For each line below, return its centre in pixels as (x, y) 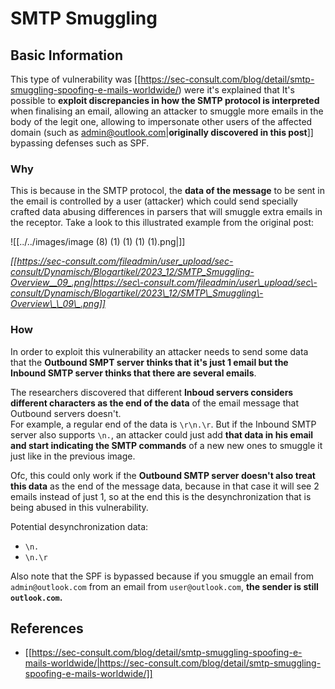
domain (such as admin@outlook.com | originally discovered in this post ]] (162, 132)
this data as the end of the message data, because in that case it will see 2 (165, 486)
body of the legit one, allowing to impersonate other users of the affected (161, 121)
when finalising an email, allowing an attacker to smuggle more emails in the (167, 111)
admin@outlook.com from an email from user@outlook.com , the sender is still (164, 586)
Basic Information (67, 55)
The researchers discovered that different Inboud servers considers (152, 392)
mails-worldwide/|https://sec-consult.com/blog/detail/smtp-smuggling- (173, 663)
